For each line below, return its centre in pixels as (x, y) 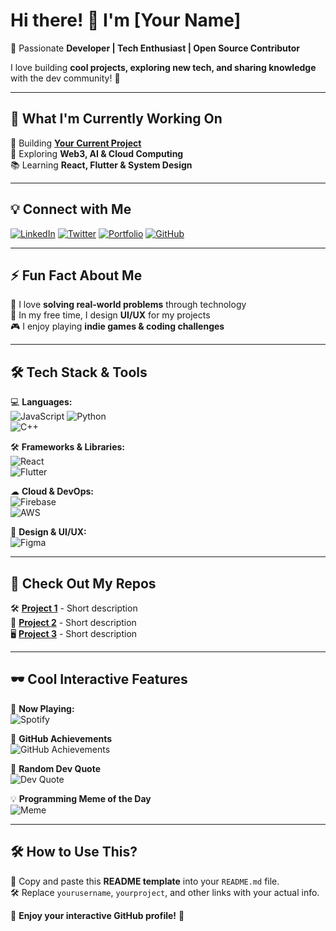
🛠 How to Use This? (74, 852)
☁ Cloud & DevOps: (52, 491)
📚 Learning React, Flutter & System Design (101, 165)
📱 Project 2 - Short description (73, 622)
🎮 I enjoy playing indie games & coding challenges (117, 326)
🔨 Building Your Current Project (76, 143)
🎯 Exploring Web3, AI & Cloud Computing (97, 153)
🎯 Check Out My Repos (83, 583)
